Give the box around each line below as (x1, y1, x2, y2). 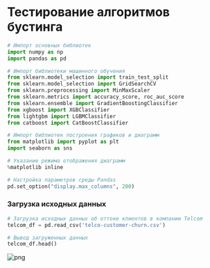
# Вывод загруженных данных (7, 234, 89, 241)
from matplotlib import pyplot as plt (7, 139, 119, 145)
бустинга (7, 19, 63, 35)
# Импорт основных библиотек (7, 42, 91, 49)
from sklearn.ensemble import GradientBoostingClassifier (7, 100, 178, 107)
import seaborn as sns (7, 145, 73, 152)
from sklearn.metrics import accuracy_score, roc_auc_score (7, 93, 185, 101)
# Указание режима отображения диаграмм (7, 157, 126, 164)
